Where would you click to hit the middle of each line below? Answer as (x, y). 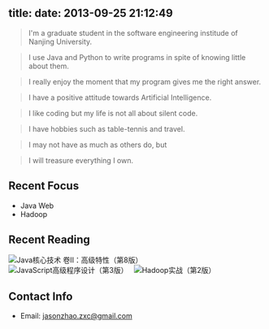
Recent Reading (50, 240)
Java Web (37, 206)
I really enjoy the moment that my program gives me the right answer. (145, 81)
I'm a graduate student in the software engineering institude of (133, 32)
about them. (48, 66)
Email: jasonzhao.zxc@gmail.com (76, 316)
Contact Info (41, 296)
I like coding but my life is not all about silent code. (113, 113)
